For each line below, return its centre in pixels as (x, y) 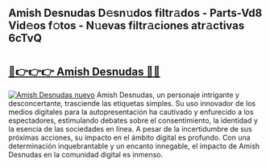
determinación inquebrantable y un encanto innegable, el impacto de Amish (134, 146)
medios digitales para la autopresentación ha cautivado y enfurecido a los (131, 112)
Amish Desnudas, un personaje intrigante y (168, 95)
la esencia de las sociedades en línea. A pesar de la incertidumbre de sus (130, 129)
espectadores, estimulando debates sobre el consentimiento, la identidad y (133, 120)
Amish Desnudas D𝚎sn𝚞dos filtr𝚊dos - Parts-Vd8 (135, 13)
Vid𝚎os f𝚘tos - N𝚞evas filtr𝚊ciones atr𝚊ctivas (127, 26)
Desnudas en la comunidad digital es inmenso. (86, 155)
